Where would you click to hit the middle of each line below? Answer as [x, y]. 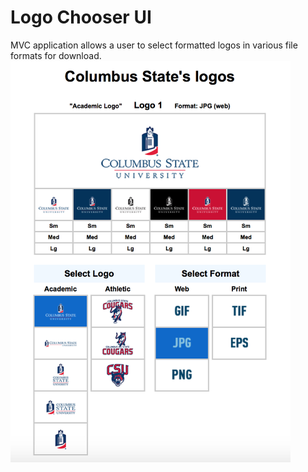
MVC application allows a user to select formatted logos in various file [154, 45]
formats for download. [56, 55]
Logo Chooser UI [81, 17]
